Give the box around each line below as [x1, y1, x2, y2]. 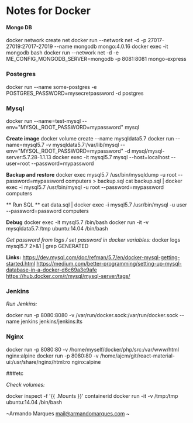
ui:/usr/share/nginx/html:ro [6, 358, 71, 365]
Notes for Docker [6, 4, 91, 18]
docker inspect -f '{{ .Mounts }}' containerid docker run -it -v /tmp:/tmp [6, 392, 178, 399]
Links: [6, 253, 22, 261]
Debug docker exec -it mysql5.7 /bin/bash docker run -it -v [6, 218, 149, 226]
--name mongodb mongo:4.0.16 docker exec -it [54, 43, 168, 50]
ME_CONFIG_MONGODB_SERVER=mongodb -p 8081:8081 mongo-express [6, 56, 187, 63]
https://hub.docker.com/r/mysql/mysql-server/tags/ [6, 272, 130, 279]
